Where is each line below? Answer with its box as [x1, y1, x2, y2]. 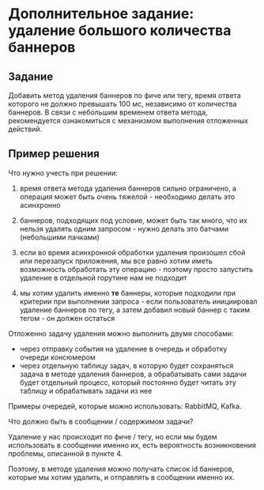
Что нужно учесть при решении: [8, 168, 119, 178]
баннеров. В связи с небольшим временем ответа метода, [8, 107, 208, 117]
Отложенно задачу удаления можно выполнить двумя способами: [8, 329, 234, 338]
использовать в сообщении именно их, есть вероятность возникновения [8, 440, 257, 450]
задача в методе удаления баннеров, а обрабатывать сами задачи [19, 369, 247, 379]
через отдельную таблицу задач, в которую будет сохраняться [19, 360, 234, 370]
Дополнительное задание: [8, 5, 194, 23]
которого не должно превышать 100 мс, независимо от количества [8, 100, 237, 108]
